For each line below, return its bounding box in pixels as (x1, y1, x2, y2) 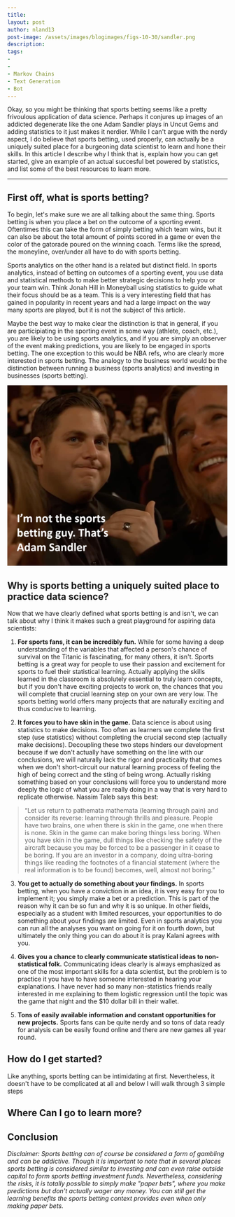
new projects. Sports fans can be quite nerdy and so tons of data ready (17, 1018, 225, 1026)
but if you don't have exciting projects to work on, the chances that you (17, 682, 223, 690)
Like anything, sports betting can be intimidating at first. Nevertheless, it (7, 1072, 215, 1080)
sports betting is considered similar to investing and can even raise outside (7, 1164, 224, 1173)
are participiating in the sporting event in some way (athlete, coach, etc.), (7, 326, 218, 336)
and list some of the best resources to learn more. (7, 165, 152, 173)
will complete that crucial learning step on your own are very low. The (17, 689, 218, 698)
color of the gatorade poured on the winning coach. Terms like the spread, (7, 240, 222, 249)
